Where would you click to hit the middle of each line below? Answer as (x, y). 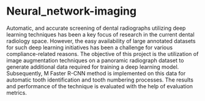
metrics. (17, 92)
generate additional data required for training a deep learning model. (93, 67)
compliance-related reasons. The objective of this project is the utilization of (102, 54)
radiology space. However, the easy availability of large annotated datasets (101, 41)
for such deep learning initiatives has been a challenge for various (90, 47)
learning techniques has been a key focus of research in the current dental (100, 34)
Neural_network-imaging (71, 11)
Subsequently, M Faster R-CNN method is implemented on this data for (96, 73)
